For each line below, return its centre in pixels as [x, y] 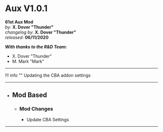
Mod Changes [36, 109]
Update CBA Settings [48, 119]
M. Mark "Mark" [28, 61]
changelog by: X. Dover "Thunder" [41, 32]
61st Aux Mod [19, 22]
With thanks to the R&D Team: [36, 47]
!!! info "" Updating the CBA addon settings [48, 75]
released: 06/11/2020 [27, 37]
